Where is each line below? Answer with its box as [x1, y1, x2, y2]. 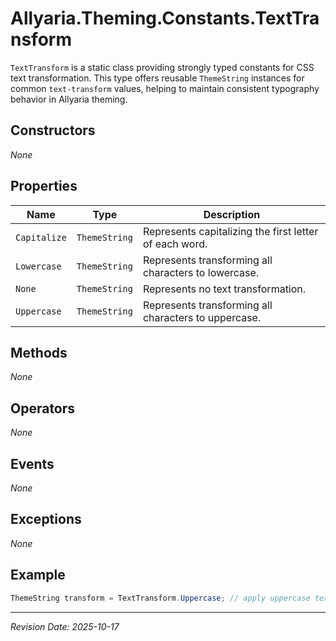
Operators [10, 400, 76, 417]
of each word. [142, 237, 208, 251]
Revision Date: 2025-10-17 [10, 620, 120, 632]
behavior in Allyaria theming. [10, 93, 128, 105]
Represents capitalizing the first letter [142, 224, 319, 238]
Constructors [10, 122, 96, 139]
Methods [10, 344, 68, 361]
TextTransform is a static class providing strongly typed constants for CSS [10, 61, 315, 73]
